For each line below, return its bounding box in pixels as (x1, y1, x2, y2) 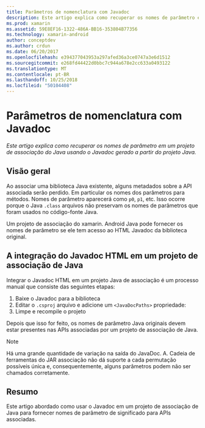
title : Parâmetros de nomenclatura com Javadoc (6, 9, 130, 15)
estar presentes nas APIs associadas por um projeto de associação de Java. (6, 326, 198, 333)
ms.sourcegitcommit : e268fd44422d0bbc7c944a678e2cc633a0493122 (6, 60, 171, 66)
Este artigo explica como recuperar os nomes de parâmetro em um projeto (6, 141, 195, 149)
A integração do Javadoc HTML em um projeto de (6, 251, 198, 261)
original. (6, 233, 27, 240)
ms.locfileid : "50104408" (6, 83, 72, 89)
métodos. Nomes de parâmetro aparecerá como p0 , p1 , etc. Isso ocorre (6, 195, 185, 202)
